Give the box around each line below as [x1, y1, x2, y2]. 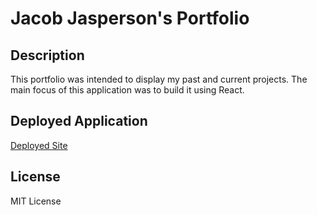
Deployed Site [10, 139, 68, 151]
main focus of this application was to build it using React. [10, 84, 245, 96]
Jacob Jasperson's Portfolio [10, 7, 250, 30]
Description [10, 47, 85, 64]
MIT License [10, 195, 62, 207]
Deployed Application [10, 113, 148, 130]
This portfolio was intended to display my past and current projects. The [10, 73, 308, 85]
